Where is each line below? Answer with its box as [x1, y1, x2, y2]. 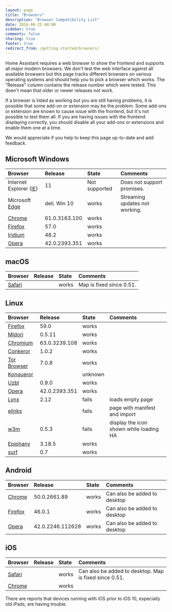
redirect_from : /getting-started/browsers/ [5, 46, 100, 51]
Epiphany [8, 440, 31, 447]
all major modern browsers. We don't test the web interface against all [5, 65, 154, 71]
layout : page [5, 7, 33, 13]
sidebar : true [5, 27, 36, 32]
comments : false [5, 31, 40, 37]
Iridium [8, 231, 25, 239]
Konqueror [8, 371, 34, 378]
